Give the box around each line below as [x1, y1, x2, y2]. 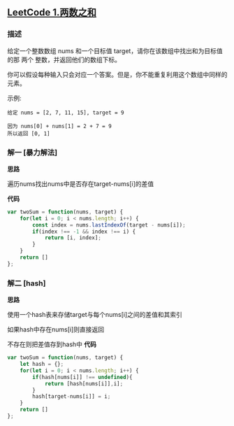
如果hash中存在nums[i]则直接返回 [7, 325, 105, 334]
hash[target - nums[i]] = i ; [32, 393, 111, 400]
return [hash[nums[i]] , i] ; [44, 380, 124, 387]
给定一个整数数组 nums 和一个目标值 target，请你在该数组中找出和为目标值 [7, 46, 223, 55]
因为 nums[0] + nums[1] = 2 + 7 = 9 [7, 122, 112, 129]
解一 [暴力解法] [7, 148, 58, 157]
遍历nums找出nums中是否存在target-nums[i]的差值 [7, 179, 154, 187]
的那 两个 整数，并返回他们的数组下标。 [7, 55, 121, 64]
